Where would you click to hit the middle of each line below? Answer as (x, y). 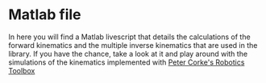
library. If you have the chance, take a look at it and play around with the (128, 53)
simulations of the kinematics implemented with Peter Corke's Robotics (127, 62)
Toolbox (22, 70)
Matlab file (45, 15)
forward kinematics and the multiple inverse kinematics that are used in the (133, 45)
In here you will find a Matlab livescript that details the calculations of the (130, 37)
